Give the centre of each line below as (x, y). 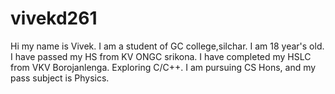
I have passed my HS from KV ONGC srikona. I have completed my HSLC (161, 56)
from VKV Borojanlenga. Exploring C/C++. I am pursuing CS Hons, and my (163, 67)
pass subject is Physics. (60, 78)
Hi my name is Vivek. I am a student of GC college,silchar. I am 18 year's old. (167, 46)
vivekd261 (54, 18)
